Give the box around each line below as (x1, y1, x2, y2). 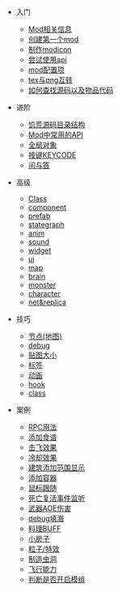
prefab (27, 211, 51, 221)
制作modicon (27, 45, 72, 54)
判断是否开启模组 (27, 575, 86, 584)
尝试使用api (27, 55, 67, 64)
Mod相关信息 (27, 24, 73, 34)
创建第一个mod (27, 35, 79, 44)
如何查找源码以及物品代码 (27, 85, 114, 95)
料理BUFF (27, 524, 61, 534)
